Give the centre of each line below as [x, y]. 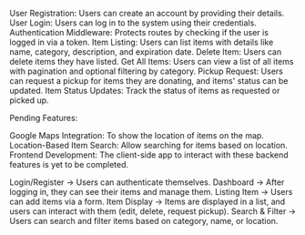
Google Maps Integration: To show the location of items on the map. [137, 135]
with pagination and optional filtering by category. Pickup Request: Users [147, 71]
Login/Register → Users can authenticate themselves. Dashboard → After [147, 182]
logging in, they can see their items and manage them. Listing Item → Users [151, 192]
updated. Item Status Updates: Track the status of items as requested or [145, 91]
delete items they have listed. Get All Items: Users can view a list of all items [152, 61]
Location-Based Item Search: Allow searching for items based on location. [149, 145]
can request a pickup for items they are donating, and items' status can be [149, 81]
